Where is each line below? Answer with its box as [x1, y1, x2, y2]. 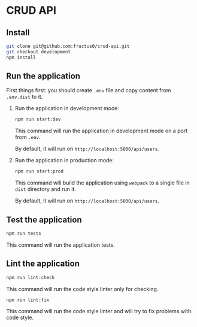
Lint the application [6, 259, 80, 269]
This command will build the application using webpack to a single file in [14, 179, 190, 186]
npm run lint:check [6, 274, 55, 280]
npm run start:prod [14, 168, 64, 174]
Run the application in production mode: [14, 157, 114, 164]
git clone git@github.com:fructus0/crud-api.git [6, 43, 130, 49]
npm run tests [6, 231, 42, 237]
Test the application [6, 214, 82, 225]
